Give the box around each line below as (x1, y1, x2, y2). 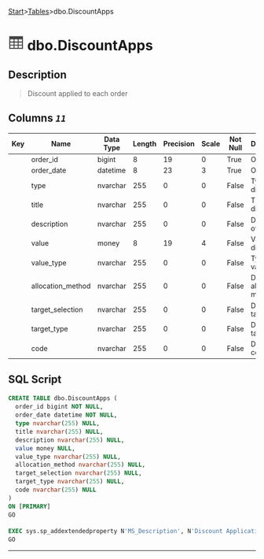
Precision (163, 139, 195, 148)
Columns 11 (8, 112, 67, 125)
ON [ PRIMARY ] (8, 502, 51, 510)
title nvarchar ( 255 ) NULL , (15, 428, 104, 435)
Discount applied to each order (27, 89, 128, 98)
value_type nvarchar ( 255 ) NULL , (15, 453, 122, 461)
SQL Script (8, 372, 62, 386)
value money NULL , (15, 444, 76, 452)
